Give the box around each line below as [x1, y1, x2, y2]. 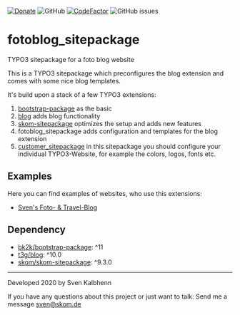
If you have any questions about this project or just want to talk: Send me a [7, 292, 227, 301]
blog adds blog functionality [17, 111, 101, 120]
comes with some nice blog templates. [7, 76, 121, 85]
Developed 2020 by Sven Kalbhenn [7, 278, 112, 286]
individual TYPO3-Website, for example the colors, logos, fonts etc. [17, 150, 216, 158]
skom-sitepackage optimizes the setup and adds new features [17, 119, 202, 128]
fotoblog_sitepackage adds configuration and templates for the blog [17, 127, 218, 135]
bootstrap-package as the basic [17, 104, 113, 113]
